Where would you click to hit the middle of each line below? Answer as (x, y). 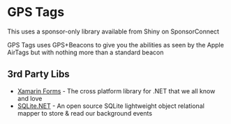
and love (30, 98)
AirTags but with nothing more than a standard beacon (85, 52)
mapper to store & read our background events (84, 113)
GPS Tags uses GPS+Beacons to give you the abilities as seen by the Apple (116, 45)
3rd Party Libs (38, 74)
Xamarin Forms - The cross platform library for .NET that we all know (116, 91)
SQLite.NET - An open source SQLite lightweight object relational (111, 106)
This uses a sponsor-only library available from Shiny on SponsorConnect (113, 31)
